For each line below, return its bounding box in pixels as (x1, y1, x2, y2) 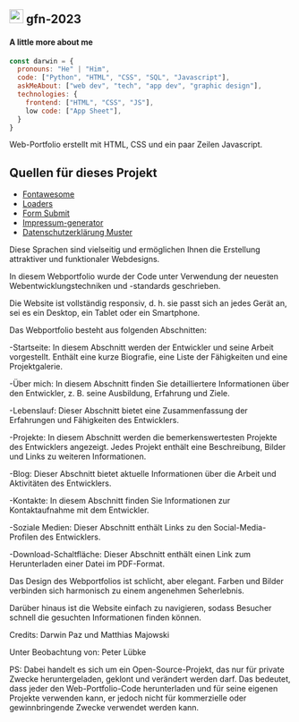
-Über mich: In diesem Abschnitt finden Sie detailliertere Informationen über (9, 378, 289, 389)
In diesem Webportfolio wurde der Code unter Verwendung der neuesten (9, 271, 279, 282)
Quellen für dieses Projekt (9, 165, 158, 180)
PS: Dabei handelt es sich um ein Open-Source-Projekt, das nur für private (9, 664, 285, 675)
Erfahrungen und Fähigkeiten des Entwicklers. (9, 415, 179, 426)
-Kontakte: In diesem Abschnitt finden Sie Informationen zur (9, 496, 231, 506)
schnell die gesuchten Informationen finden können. (9, 612, 201, 623)
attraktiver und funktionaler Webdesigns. (9, 254, 160, 265)
